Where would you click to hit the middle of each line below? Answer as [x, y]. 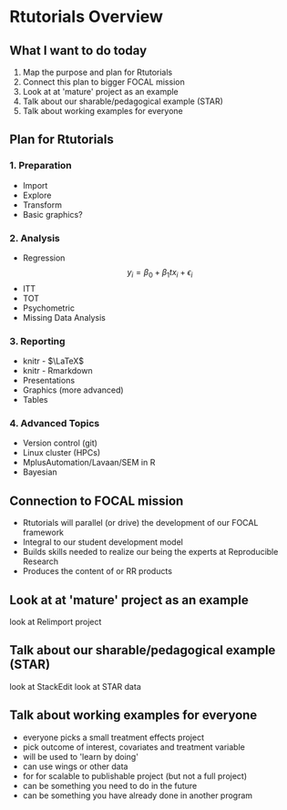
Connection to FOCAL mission [97, 501]
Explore [37, 195]
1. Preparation [41, 166]
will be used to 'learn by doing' [81, 756]
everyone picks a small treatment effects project [113, 737]
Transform [42, 205]
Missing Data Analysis [64, 317]
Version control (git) [60, 443]
